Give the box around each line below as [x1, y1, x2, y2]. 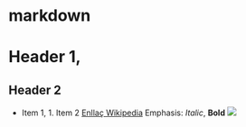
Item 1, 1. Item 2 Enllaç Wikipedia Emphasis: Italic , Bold [21, 107, 225, 118]
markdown [8, 5, 91, 26]
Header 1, [8, 47, 81, 68]
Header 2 [8, 82, 62, 97]
